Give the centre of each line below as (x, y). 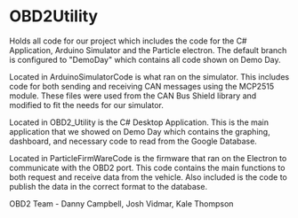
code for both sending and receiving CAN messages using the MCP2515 (141, 86)
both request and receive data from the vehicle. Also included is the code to (148, 177)
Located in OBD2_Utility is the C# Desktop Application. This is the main (139, 122)
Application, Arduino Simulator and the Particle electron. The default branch (148, 50)
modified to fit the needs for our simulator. (87, 105)
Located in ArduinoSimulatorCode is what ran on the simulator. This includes (149, 76)
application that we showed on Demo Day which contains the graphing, (140, 131)
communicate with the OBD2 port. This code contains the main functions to (147, 167)
